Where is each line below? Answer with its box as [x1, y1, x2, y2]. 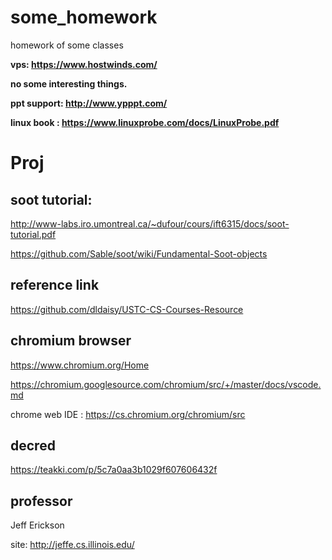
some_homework [10, 6, 158, 29]
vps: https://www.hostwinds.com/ [10, 58, 158, 70]
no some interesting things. [10, 77, 128, 90]
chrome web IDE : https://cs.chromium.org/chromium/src [10, 408, 246, 420]
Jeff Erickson [10, 519, 65, 531]
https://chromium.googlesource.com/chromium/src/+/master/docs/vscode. [10, 378, 322, 390]
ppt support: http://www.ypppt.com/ [10, 97, 168, 109]
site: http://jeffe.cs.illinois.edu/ [10, 539, 135, 551]
